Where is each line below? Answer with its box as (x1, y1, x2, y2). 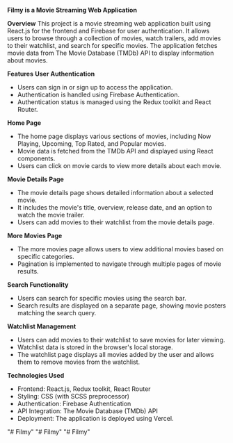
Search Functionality (7, 281, 69, 289)
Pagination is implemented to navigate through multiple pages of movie (17, 260, 222, 268)
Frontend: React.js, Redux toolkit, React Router (17, 385, 151, 393)
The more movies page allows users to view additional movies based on (17, 245, 224, 253)
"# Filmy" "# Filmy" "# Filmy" (7, 428, 90, 436)
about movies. (7, 56, 48, 65)
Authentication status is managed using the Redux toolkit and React (17, 98, 211, 106)
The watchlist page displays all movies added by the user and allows (17, 351, 214, 358)
